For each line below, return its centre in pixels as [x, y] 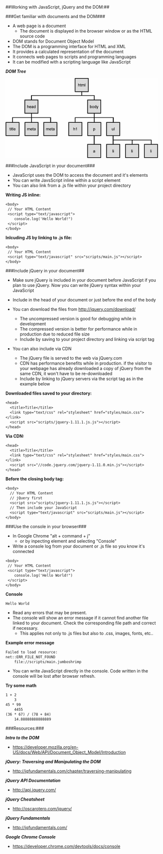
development [33, 324]
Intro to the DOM [22, 737]
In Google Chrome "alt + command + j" [51, 536]
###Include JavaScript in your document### [50, 166]
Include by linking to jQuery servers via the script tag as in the [81, 379]
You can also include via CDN [42, 349]
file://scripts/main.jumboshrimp [48, 662]
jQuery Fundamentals [28, 818]
